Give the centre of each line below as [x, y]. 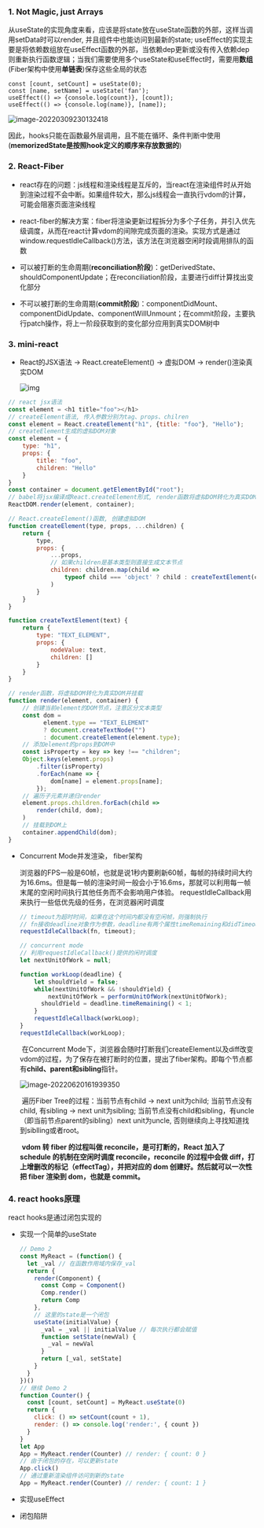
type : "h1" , [42, 446]
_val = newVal [71, 1344]
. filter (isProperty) [70, 767]
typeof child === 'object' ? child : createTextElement [158, 578]
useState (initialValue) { [77, 1322]
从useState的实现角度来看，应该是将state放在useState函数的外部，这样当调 [131, 30]
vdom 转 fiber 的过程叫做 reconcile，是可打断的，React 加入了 [123, 1146]
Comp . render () [64, 1293]
